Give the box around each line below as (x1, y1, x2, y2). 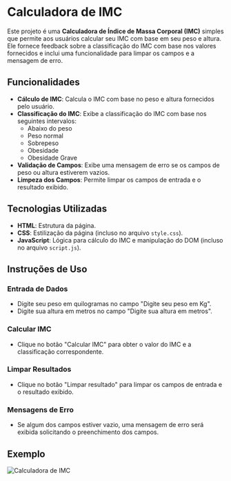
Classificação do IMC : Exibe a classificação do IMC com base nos (17, 109, 207, 117)
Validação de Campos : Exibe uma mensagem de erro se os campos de (17, 160, 221, 169)
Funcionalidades (7, 77, 81, 88)
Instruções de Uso (7, 263, 88, 275)
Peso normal (27, 131, 64, 140)
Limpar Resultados (7, 364, 72, 374)
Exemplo (7, 448, 46, 460)
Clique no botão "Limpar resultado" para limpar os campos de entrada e (17, 380, 223, 388)
